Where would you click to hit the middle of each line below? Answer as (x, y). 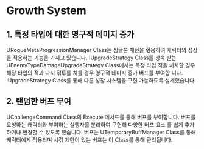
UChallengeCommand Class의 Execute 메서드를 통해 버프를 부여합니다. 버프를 (101, 117)
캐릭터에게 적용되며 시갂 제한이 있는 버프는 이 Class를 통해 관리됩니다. (90, 139)
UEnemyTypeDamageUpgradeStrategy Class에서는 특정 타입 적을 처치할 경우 (101, 65)
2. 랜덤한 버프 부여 (39, 101)
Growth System (46, 11)
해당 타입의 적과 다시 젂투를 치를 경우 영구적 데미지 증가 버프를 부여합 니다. (95, 73)
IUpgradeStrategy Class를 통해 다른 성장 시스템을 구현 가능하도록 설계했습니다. (101, 80)
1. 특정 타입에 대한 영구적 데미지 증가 (70, 34)
